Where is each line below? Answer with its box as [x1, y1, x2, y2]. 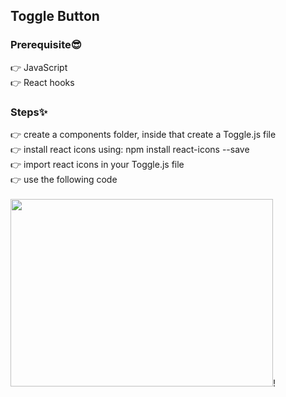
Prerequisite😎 [10, 38, 82, 52]
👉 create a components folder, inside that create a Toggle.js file [10, 128, 277, 140]
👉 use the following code [10, 173, 118, 185]
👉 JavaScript [10, 61, 68, 73]
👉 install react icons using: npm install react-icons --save [10, 143, 250, 155]
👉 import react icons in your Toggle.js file [10, 158, 185, 170]
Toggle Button [10, 8, 100, 25]
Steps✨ [10, 105, 48, 119]
